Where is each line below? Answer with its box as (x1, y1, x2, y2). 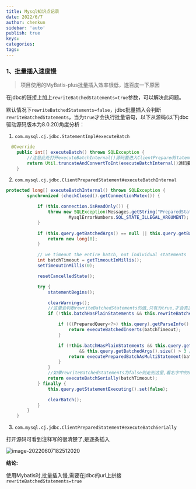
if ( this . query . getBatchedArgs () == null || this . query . (37, 230, 179, 236)
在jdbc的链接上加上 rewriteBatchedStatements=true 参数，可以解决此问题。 (6, 94, 185, 101)
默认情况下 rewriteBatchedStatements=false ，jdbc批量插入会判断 (6, 106, 162, 113)
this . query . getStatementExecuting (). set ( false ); (47, 386, 168, 392)
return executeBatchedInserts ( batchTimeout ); (68, 327, 181, 333)
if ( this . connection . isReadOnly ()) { (37, 204, 129, 209)
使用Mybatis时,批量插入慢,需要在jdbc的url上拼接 (6, 472, 122, 479)
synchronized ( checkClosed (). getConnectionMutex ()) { (27, 193, 160, 199)
